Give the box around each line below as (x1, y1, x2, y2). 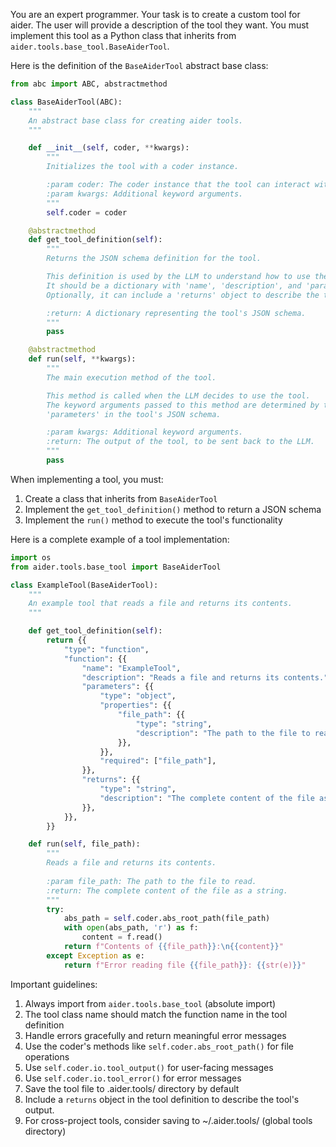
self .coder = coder (46, 207, 128, 218)
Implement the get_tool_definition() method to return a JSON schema (24, 503, 322, 515)
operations (24, 1050, 70, 1063)
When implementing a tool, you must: (10, 473, 164, 485)
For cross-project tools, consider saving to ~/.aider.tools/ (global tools (24, 1114, 313, 1126)
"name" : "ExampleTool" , (81, 663, 182, 673)
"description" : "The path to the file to (135, 728, 311, 738)
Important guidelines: (10, 978, 98, 990)
